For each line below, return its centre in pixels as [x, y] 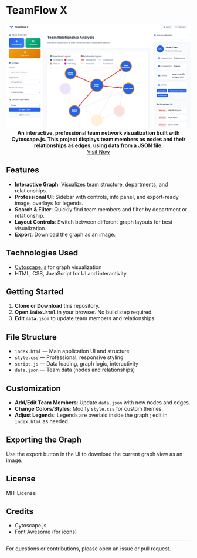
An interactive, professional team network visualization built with [98, 132]
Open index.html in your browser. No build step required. [84, 312]
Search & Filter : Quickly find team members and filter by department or [101, 209]
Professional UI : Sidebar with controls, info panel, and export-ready [96, 197]
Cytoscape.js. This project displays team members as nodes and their [98, 139]
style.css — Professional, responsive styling [69, 357]
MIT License [21, 493]
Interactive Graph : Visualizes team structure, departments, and [91, 184]
